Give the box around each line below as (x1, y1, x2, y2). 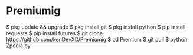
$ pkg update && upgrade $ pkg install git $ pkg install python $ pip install (6, 23, 186, 30)
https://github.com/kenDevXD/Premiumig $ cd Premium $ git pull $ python (6, 36, 188, 43)
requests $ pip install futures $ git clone (6, 29, 103, 36)
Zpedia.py (6, 42, 31, 49)
